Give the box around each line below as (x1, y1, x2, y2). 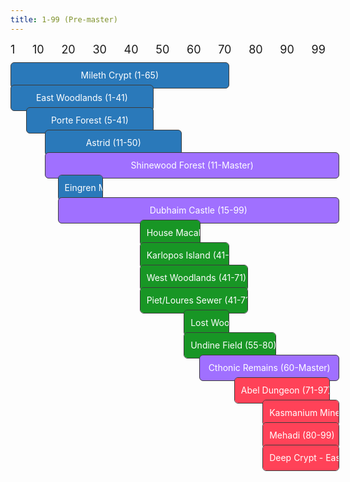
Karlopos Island (146, 249, 211, 261)
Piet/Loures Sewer (146, 294, 223, 306)
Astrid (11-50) (85, 136, 142, 148)
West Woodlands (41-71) (146, 271, 247, 283)
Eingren (64, 181, 97, 193)
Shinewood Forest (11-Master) (130, 159, 254, 171)
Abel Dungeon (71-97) (240, 384, 332, 396)
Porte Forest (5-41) (50, 114, 129, 126)
